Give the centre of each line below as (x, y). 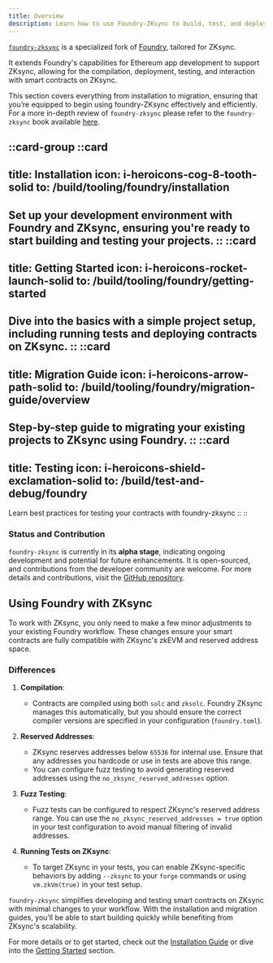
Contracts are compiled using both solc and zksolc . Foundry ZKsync (147, 703)
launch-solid (41, 281)
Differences (32, 670)
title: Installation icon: (65, 175)
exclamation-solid (55, 481)
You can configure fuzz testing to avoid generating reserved (133, 769)
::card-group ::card (58, 147)
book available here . (66, 121)
